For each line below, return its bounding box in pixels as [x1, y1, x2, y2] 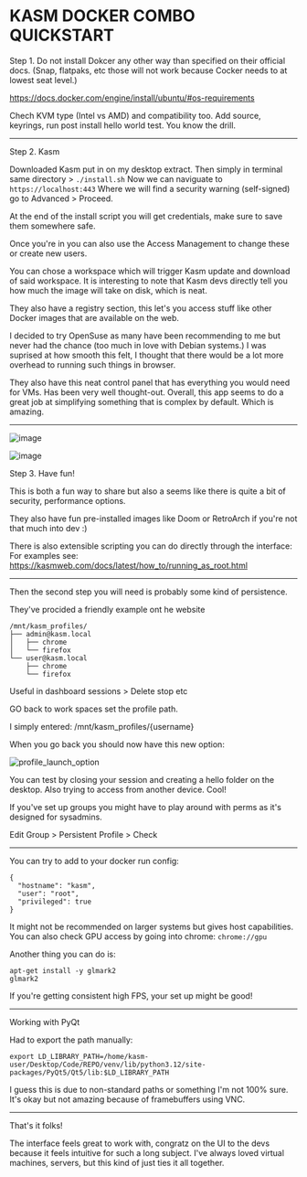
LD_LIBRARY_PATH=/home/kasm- [37, 1052, 149, 1061]
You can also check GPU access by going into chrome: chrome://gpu [9, 930, 268, 942]
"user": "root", [17, 889, 79, 898]
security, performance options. [9, 495, 126, 506]
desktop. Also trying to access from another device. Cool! [9, 784, 227, 795]
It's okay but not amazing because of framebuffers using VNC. [9, 1094, 246, 1105]
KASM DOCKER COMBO [9, 5, 196, 27]
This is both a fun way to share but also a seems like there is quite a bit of [9, 486, 286, 497]
